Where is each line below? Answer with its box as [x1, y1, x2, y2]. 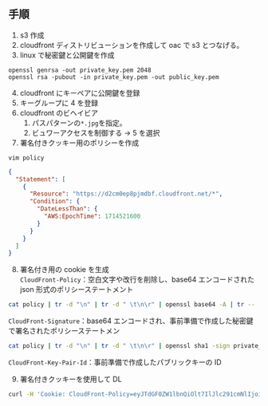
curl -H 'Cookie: [8, 390, 66, 399]
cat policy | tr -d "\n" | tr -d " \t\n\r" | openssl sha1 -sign [8, 342, 231, 350]
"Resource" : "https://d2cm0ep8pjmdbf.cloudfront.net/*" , [29, 190, 223, 198]
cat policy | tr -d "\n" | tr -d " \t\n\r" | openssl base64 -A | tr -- [8, 301, 255, 309]
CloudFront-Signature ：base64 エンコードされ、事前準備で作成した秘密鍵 [8, 316, 254, 325]
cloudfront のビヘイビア [19, 108, 98, 117]
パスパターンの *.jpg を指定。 [31, 118, 127, 128]
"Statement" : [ [15, 175, 66, 183]
